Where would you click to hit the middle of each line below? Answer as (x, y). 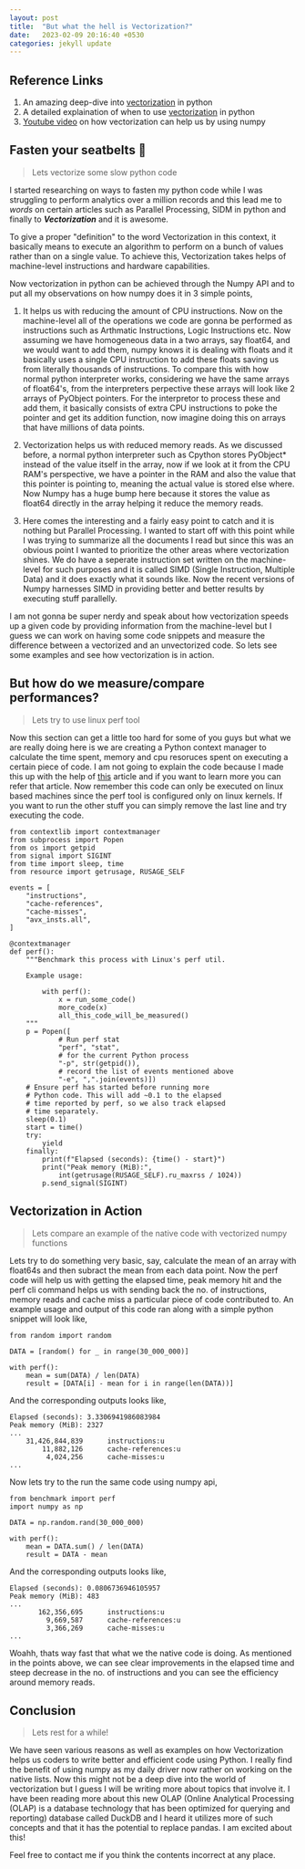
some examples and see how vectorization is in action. (112, 654)
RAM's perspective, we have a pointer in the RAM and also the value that (159, 474)
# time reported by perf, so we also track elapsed (126, 1103)
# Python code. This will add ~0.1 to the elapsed (124, 1095)
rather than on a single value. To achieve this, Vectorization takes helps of (148, 256)
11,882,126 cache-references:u (112, 1449)
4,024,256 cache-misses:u (106, 1457)
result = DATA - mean (66, 1554)
